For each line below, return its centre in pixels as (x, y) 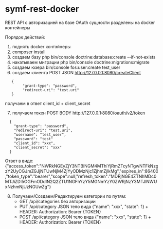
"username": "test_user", (40, 135)
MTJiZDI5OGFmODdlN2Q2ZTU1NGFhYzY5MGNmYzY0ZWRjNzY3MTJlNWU (81, 181)
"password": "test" (34, 139)
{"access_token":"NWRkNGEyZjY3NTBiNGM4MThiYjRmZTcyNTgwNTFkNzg (82, 166)
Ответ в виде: (19, 161)
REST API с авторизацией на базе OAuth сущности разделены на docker (80, 22)
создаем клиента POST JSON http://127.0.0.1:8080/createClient (76, 72)
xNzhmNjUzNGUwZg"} (28, 187)
